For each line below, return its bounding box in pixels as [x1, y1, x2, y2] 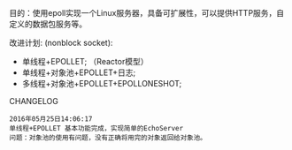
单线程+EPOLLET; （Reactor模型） [21, 56, 149, 66]
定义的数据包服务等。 [9, 19, 87, 29]
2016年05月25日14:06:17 [9, 115, 93, 124]
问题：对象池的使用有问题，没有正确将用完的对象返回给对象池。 [9, 133, 207, 142]
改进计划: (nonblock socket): [9, 38, 113, 48]
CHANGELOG [9, 96, 59, 106]
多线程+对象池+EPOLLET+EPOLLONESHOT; [21, 79, 182, 88]
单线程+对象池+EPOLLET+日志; [21, 67, 136, 78]
